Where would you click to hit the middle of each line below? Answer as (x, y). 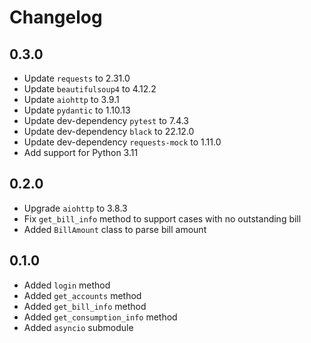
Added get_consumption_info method (100, 317)
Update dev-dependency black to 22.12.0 (109, 131)
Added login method (67, 285)
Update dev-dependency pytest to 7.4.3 (106, 120)
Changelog (56, 17)
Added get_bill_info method (85, 306)
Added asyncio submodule (78, 327)
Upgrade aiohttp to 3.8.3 (75, 208)
